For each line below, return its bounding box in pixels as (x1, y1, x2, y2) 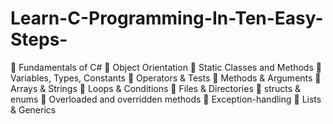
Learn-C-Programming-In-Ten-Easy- (10, 7, 324, 30)
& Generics (10, 103, 57, 116)
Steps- (10, 28, 68, 51)
